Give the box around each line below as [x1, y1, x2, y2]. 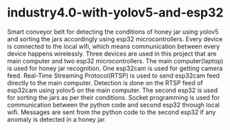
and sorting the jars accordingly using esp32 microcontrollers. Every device [7, 34, 223, 43]
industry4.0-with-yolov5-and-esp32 [7, 5, 224, 21]
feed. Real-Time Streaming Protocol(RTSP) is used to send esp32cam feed [7, 71, 220, 80]
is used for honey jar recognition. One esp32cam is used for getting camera [7, 64, 223, 72]
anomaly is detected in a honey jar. [7, 115, 106, 123]
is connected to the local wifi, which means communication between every [7, 42, 220, 50]
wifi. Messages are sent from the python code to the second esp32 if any [7, 108, 216, 116]
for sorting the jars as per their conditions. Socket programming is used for [7, 93, 220, 101]
